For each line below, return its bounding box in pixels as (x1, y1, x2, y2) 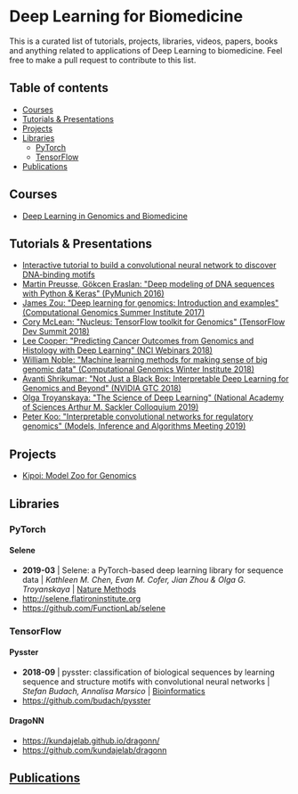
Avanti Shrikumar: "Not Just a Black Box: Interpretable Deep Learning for (21, 373, 289, 384)
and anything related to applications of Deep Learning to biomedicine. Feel (9, 45, 283, 55)
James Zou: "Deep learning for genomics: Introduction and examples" (21, 298, 279, 308)
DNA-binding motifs (21, 269, 95, 280)
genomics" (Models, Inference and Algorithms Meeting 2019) (21, 421, 246, 431)
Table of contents (9, 80, 109, 95)
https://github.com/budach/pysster (21, 695, 151, 706)
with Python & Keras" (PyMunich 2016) (21, 288, 165, 299)
